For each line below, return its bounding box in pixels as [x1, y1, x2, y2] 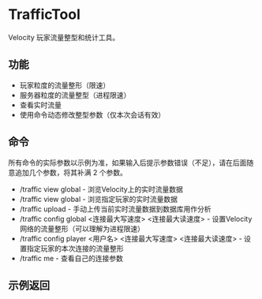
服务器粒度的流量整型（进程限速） [19, 90, 131, 99]
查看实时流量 [19, 100, 62, 110]
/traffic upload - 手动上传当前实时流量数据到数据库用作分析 [19, 204, 211, 214]
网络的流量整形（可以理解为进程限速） [19, 223, 144, 234]
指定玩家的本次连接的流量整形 [26, 243, 124, 253]
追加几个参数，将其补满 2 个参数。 [14, 167, 128, 177]
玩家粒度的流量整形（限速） [19, 80, 110, 90]
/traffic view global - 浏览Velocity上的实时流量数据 [19, 184, 183, 194]
